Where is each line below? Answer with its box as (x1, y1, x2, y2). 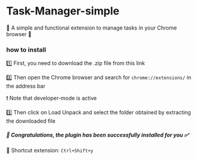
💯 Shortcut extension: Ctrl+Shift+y (6, 147, 94, 154)
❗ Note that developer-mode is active (6, 94, 97, 102)
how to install (6, 45, 46, 54)
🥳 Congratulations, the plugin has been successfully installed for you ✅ (6, 131, 189, 138)
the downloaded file (6, 117, 56, 125)
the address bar (6, 82, 46, 90)
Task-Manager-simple (6, 4, 120, 18)
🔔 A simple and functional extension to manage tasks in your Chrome (6, 24, 177, 31)
